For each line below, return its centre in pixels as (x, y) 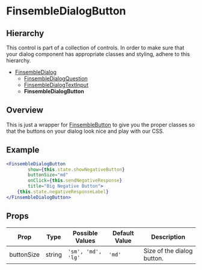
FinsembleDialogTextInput (56, 85)
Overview (25, 110)
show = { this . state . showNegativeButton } (76, 170)
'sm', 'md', (85, 251)
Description (168, 237)
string (54, 254)
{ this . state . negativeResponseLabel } (63, 192)
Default (123, 233)
